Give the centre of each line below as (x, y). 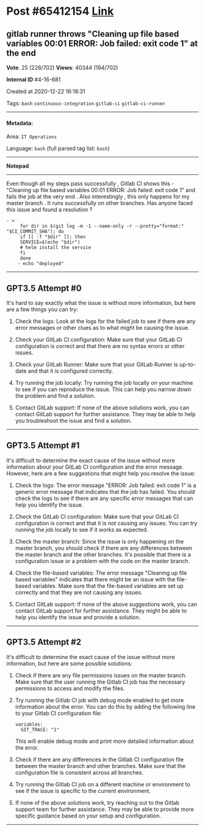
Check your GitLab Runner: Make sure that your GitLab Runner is (96, 365)
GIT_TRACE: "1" (40, 729)
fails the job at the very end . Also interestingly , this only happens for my (98, 196)
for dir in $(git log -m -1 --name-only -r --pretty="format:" (102, 226)
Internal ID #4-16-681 (34, 80)
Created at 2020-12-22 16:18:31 (46, 91)
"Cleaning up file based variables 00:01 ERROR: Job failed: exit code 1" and (101, 190)
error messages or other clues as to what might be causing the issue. (102, 328)
